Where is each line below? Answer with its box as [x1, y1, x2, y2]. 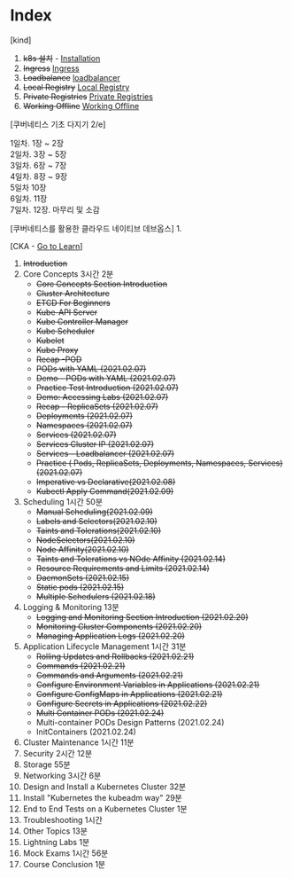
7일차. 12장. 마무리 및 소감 [10, 204, 100, 215]
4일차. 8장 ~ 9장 [10, 170, 68, 182]
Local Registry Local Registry [22, 82, 130, 92]
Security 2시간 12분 [22, 748, 93, 758]
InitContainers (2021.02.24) [35, 726, 136, 737]
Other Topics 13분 [22, 826, 88, 836]
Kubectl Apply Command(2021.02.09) [35, 485, 174, 497]
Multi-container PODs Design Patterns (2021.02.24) [35, 717, 225, 727]
